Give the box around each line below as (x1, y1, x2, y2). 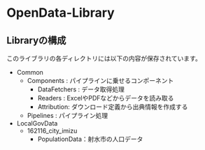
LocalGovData (16, 119, 58, 127)
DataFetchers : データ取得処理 (37, 85, 125, 93)
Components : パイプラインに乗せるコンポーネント (27, 77, 174, 84)
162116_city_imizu (27, 127, 78, 135)
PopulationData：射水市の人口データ (37, 135, 143, 143)
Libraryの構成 (6, 34, 66, 46)
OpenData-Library (6, 5, 115, 21)
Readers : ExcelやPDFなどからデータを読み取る (37, 94, 174, 102)
